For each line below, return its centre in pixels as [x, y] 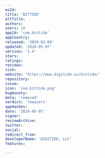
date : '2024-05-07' [25, 112]
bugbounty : [16, 93]
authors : [14, 24]
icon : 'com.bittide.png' [31, 88]
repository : [17, 79]
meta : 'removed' [22, 97]
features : [15, 144]
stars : [12, 56]
